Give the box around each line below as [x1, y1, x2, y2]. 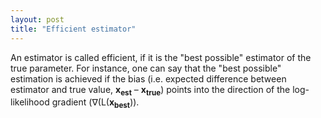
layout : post [10, 14, 65, 25]
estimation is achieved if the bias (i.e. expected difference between [10, 72, 287, 85]
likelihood [10, 96, 50, 108]
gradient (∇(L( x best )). [51, 96, 140, 111]
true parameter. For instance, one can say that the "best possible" [10, 62, 282, 74]
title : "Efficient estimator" [10, 24, 137, 34]
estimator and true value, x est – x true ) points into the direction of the [10, 83, 291, 98]
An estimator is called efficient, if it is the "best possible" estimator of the [10, 51, 312, 63]
